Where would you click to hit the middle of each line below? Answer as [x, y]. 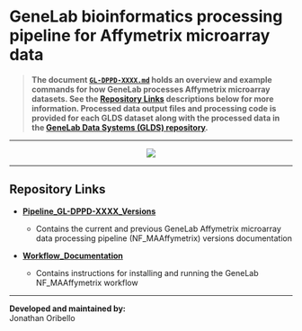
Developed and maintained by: [67, 309]
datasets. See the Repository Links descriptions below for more [152, 98]
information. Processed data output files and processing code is [154, 108]
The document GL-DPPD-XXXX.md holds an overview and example [151, 79]
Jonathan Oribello [42, 318]
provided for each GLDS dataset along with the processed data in [155, 118]
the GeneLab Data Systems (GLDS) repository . [120, 127]
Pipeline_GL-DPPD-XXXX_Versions [89, 211]
